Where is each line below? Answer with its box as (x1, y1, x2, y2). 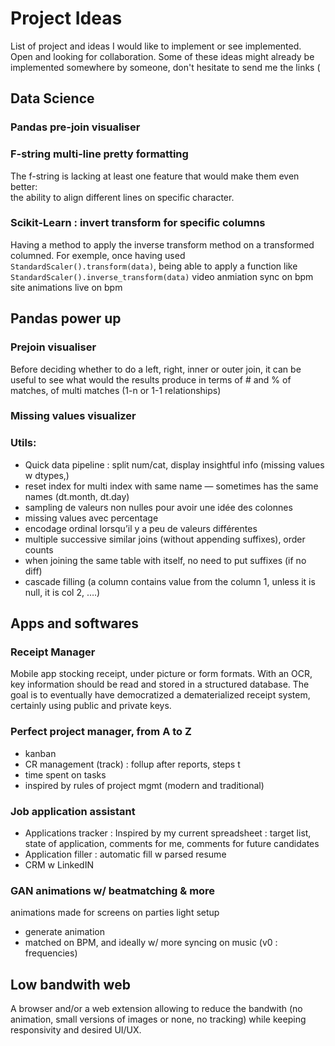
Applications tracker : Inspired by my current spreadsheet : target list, (24, 827, 312, 839)
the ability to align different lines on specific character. (10, 191, 235, 203)
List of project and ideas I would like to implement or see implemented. (10, 40, 302, 52)
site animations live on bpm (10, 281, 123, 293)
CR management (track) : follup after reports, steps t (24, 758, 241, 770)
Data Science (10, 90, 95, 107)
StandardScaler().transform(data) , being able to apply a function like (10, 260, 298, 272)
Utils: (10, 436, 37, 450)
